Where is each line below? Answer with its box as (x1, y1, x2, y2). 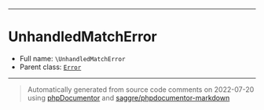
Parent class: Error (19, 62, 82, 71)
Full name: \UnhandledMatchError (19, 53, 126, 63)
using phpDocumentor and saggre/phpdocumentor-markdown (27, 93, 230, 102)
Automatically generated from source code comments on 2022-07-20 (27, 84, 255, 94)
